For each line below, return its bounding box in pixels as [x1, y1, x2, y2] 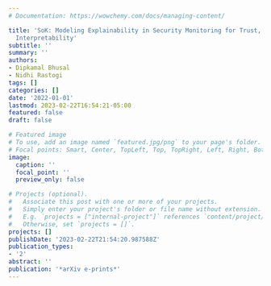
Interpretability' [15, 34, 78, 42]
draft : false [8, 116, 52, 125]
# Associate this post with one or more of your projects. [8, 198, 219, 206]
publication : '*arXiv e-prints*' [8, 265, 121, 273]
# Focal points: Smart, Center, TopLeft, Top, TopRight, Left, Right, [8, 146, 251, 154]
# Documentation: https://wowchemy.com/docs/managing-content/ [8, 11, 226, 20]
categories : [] [8, 86, 60, 94]
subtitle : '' [8, 41, 52, 49]
